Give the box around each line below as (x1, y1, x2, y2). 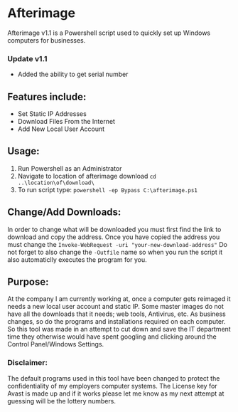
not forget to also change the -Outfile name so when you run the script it (7, 248, 223, 256)
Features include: (7, 90, 87, 102)
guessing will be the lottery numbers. (7, 396, 116, 405)
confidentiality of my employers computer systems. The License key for (7, 381, 218, 390)
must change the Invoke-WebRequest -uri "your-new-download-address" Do (7, 240, 227, 248)
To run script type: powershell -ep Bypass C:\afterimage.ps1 (17, 185, 198, 194)
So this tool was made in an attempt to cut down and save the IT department (7, 325, 231, 334)
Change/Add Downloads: (7, 206, 121, 218)
